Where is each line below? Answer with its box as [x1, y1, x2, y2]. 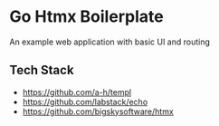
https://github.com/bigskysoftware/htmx [22, 106, 174, 117]
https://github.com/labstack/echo [22, 96, 148, 107]
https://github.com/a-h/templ [22, 86, 132, 97]
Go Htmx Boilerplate [9, 6, 165, 27]
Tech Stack [9, 63, 74, 78]
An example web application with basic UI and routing [9, 36, 211, 47]
